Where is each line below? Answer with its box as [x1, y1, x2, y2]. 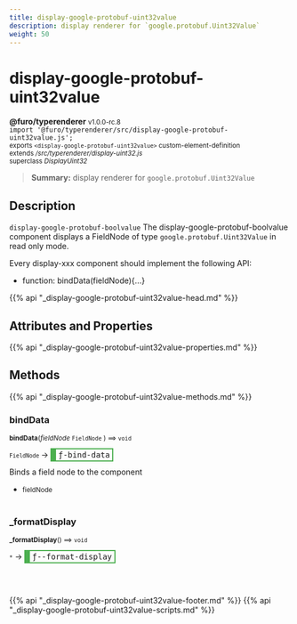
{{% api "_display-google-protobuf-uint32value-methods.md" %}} [9, 391, 253, 401]
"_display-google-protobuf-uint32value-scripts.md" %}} [9, 604, 215, 615]
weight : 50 [9, 29, 50, 38]
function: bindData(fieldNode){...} [21, 275, 145, 286]
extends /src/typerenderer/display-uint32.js [9, 149, 143, 158]
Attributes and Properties [9, 318, 153, 334]
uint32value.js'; [9, 134, 74, 142]
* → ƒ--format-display [9, 551, 113, 562]
